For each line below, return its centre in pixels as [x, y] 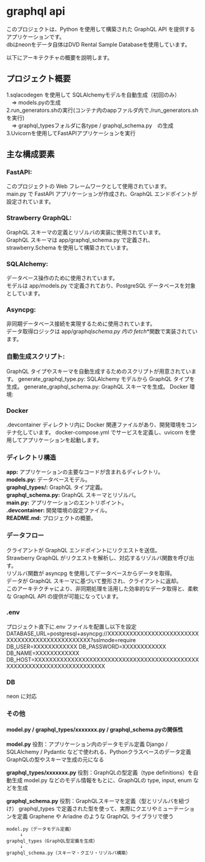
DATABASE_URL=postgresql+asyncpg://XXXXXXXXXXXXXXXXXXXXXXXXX [102, 633]
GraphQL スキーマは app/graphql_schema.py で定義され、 [80, 240]
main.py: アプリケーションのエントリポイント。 [67, 503]
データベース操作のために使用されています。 [62, 278]
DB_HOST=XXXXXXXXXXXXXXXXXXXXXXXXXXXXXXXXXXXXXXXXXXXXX [103, 659]
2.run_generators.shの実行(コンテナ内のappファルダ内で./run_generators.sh [102, 110]
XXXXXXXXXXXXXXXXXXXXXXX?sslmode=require [71, 640]
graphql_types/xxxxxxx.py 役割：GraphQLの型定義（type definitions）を [100, 773]
